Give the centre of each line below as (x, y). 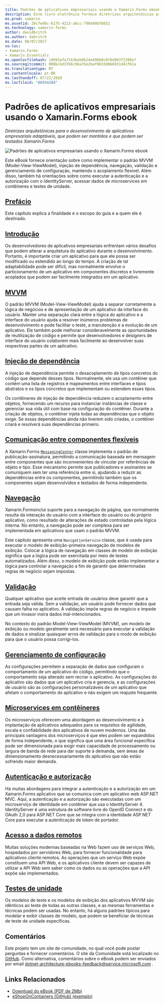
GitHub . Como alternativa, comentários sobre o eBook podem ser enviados (81, 959)
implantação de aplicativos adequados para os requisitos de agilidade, (76, 725)
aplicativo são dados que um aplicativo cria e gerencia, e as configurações (80, 682)
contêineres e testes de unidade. (38, 186)
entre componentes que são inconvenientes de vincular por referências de (80, 462)
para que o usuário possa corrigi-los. (42, 639)
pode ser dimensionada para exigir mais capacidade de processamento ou (80, 746)
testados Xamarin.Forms (30, 141)
